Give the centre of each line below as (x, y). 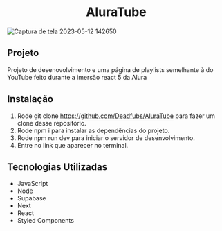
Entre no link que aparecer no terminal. (73, 145)
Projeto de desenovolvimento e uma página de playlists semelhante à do (110, 69)
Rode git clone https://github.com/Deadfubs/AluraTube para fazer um (116, 116)
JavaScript (33, 184)
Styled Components (46, 221)
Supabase (31, 198)
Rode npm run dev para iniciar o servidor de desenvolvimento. (106, 138)
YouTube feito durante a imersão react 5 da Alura (77, 77)
